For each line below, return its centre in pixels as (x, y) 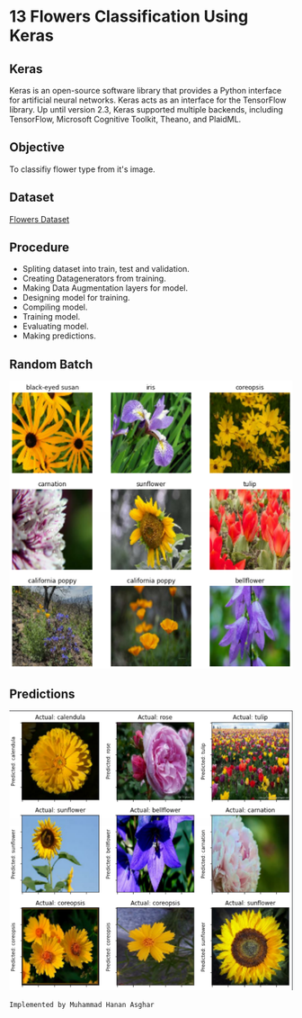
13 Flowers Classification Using (129, 17)
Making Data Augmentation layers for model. (105, 288)
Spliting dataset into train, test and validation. (106, 269)
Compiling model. (55, 307)
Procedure (40, 248)
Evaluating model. (55, 327)
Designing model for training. (76, 298)
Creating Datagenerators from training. (94, 279)
